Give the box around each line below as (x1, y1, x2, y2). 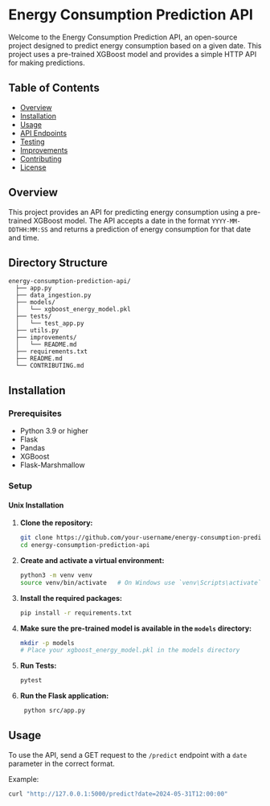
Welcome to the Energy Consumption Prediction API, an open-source (8, 32, 238, 42)
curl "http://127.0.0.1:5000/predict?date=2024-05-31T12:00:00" (8, 790, 228, 798)
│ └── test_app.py (15, 319, 84, 327)
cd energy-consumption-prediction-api (19, 541, 150, 549)
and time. (8, 232, 40, 242)
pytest (19, 676, 43, 685)
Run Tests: (19, 661, 57, 671)
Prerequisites (8, 408, 62, 419)
